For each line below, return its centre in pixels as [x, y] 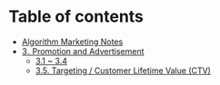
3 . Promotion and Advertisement [83, 51]
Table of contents [76, 17]
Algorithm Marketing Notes [72, 42]
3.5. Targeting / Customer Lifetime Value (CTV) [123, 71]
